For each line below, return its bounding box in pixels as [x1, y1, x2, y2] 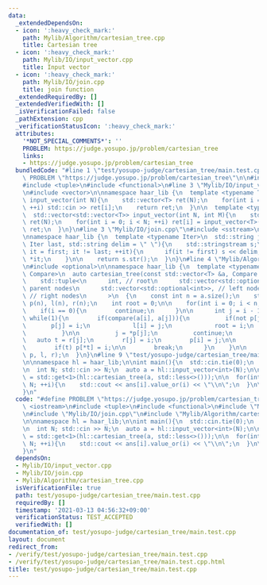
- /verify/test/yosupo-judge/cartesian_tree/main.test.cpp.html [8, 557, 226, 566]
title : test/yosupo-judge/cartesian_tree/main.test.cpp [8, 565, 197, 573]
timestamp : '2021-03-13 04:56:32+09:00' [15, 506, 151, 514]
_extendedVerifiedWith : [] [15, 100, 105, 108]
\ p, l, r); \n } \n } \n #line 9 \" [22, 351, 133, 360]
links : [22, 152, 44, 160]
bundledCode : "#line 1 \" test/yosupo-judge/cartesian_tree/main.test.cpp [15, 167, 265, 175]
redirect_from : [8, 543, 59, 551]
